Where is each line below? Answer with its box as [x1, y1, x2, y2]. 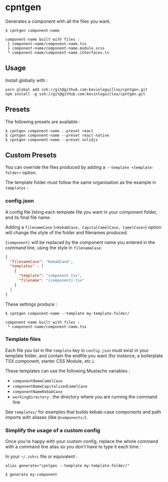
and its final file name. [5, 214, 51, 220]
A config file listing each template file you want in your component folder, [5, 209, 157, 215]
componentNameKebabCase [12, 389, 63, 394]
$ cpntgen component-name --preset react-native [5, 133, 109, 138]
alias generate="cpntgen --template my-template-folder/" [5, 463, 130, 468]
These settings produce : [5, 301, 58, 307]
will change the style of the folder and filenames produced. [5, 229, 128, 235]
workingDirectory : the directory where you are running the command [12, 394, 157, 400]
